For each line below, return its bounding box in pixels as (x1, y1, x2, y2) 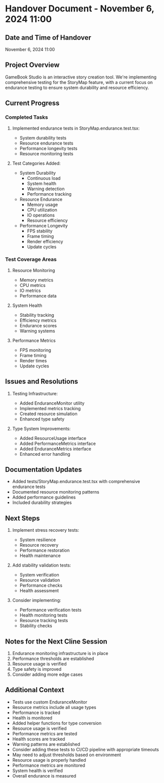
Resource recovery (19, 542, 59, 548)
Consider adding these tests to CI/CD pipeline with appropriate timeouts (12, 746, 159, 752)
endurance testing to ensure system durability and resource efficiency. (5, 84, 149, 90)
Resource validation (19, 577, 60, 583)
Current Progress (5, 99, 60, 107)
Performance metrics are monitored (12, 762, 85, 768)
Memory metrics (19, 277, 53, 283)
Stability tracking (19, 312, 54, 318)
